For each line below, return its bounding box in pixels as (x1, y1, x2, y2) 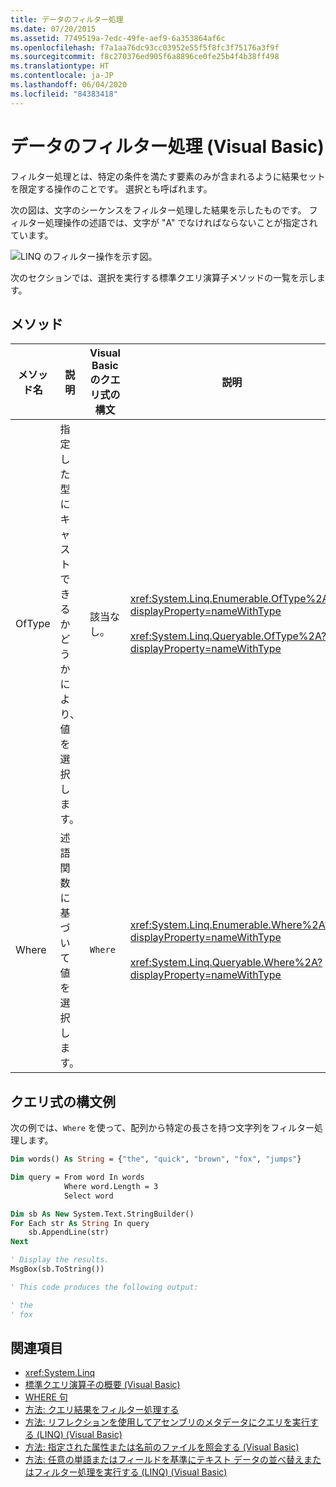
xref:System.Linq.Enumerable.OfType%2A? (129, 592, 334, 606)
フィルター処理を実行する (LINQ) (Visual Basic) (33, 1466, 228, 1478)
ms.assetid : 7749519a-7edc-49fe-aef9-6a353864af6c (10, 33, 226, 43)
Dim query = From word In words (10, 1172, 145, 1183)
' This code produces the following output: (10, 1282, 199, 1292)
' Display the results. (10, 1255, 110, 1265)
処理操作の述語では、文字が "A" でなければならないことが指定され (44, 216, 318, 228)
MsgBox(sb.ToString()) (10, 1264, 105, 1275)
